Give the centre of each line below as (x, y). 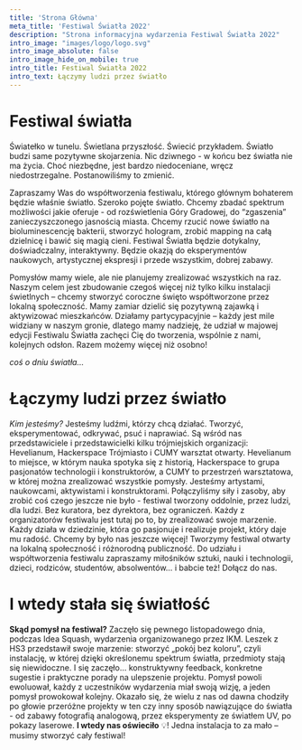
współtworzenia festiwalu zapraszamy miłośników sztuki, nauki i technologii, (151, 558)
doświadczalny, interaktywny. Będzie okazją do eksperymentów (128, 250)
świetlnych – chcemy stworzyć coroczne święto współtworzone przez (140, 296)
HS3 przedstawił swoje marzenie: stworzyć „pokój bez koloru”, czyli (135, 648)
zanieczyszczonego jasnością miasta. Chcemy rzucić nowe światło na (140, 221)
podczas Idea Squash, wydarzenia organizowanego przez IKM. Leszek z (144, 639)
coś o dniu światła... (47, 361)
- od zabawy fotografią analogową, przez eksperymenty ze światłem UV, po (151, 716)
